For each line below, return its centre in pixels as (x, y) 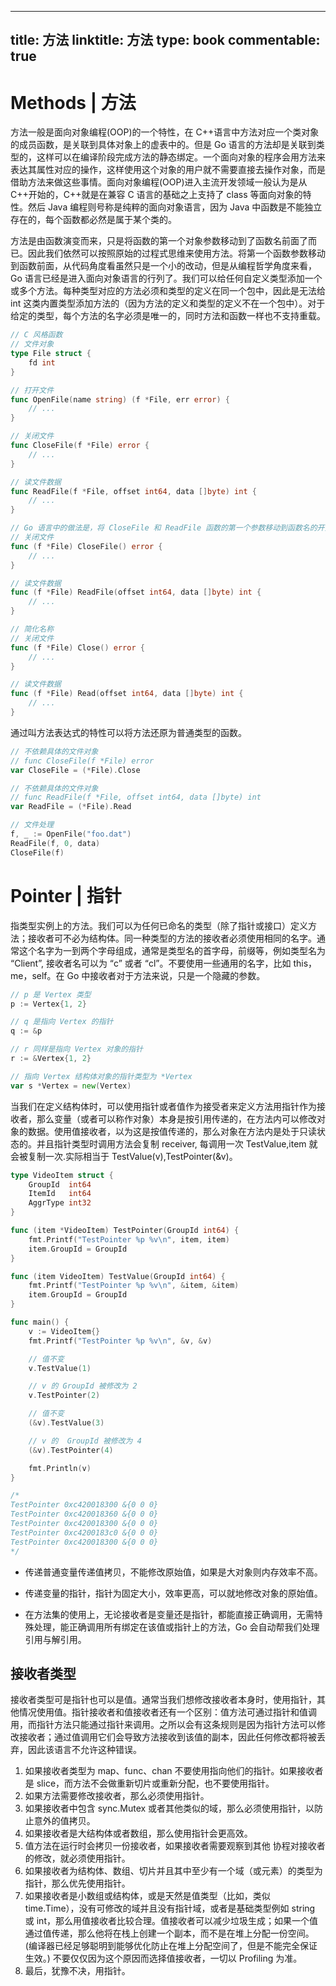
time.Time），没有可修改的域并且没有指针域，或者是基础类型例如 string (170, 1908)
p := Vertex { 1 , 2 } (48, 1004)
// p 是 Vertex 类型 (51, 994)
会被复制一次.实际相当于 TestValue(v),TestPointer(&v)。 (124, 1156)
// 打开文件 (32, 390)
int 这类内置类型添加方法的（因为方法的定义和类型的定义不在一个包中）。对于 (168, 303)
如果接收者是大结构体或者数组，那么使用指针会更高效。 (138, 1833)
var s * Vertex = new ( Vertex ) (71, 1086)
